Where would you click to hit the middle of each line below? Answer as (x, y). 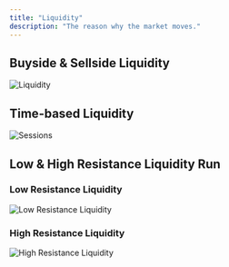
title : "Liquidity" (46, 18)
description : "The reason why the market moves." (105, 26)
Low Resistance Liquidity (66, 190)
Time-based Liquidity (72, 113)
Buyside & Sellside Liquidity (90, 63)
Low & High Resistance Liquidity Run (115, 164)
